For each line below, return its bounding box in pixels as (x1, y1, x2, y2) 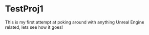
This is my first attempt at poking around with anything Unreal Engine (5, 19, 145, 25)
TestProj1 (5, 3, 43, 14)
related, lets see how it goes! (5, 24, 63, 30)
